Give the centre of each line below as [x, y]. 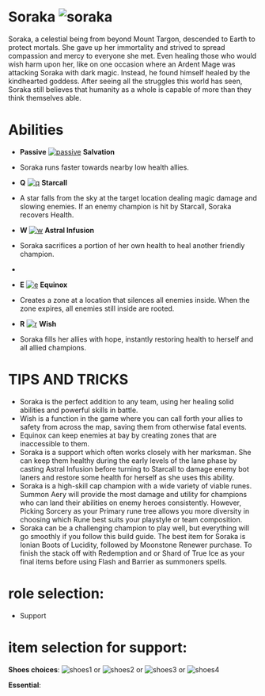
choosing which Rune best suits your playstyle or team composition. [131, 519]
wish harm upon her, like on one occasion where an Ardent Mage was [122, 64]
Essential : [25, 685]
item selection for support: [98, 647]
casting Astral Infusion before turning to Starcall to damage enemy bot [134, 468]
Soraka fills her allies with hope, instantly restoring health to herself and [136, 339]
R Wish [38, 323]
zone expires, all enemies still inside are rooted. [97, 308]
